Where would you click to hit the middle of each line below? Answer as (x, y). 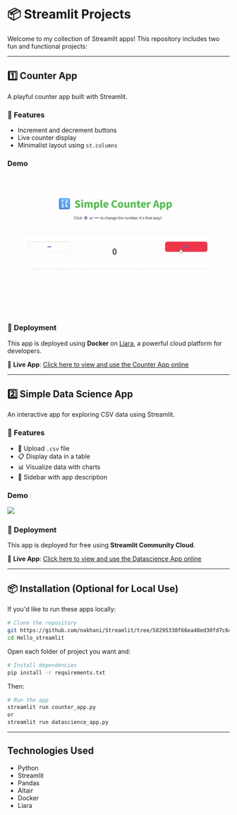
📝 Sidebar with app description (62, 477)
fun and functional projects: (48, 46)
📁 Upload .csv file (43, 448)
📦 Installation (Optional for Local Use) (93, 589)
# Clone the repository (42, 623)
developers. (25, 350)
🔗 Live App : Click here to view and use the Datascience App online (105, 559)
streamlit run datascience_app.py (58, 722)
